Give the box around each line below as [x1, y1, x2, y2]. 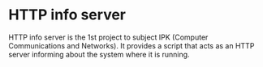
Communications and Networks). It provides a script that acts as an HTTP [8, 40, 255, 50]
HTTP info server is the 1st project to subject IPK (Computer [8, 32, 209, 42]
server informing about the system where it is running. [8, 49, 190, 59]
